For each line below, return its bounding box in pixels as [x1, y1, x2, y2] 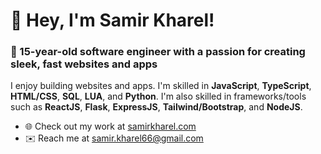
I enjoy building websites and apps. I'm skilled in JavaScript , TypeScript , [10, 80, 312, 92]
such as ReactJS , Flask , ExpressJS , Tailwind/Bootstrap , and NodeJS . [10, 101, 303, 113]
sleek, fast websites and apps [10, 57, 158, 71]
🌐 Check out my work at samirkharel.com [24, 120, 197, 133]
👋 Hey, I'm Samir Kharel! [10, 9, 215, 32]
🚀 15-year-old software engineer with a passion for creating [10, 45, 306, 59]
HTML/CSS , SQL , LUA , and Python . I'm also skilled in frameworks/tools [10, 90, 307, 103]
